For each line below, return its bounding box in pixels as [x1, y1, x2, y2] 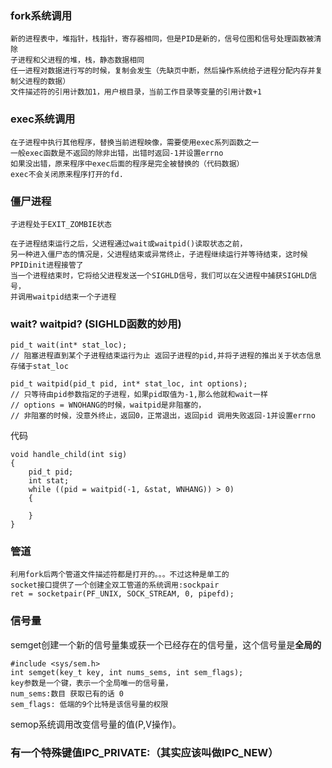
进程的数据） [24, 77, 71, 87]
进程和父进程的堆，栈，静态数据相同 [17, 55, 145, 66]
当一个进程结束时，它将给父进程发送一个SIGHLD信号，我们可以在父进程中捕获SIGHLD [10, 270, 310, 281]
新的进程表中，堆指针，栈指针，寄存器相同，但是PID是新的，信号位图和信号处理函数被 [10, 34, 315, 44]
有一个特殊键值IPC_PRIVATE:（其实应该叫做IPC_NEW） [10, 745, 279, 759]
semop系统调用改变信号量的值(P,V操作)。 [10, 718, 182, 730]
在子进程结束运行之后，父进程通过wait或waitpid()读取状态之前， [10, 238, 248, 249]
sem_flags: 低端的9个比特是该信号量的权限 [10, 699, 169, 709]
